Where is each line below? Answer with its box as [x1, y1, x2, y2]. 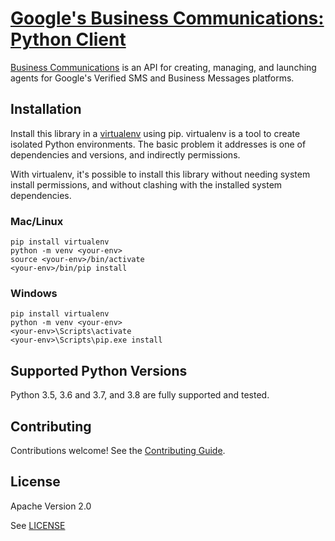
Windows [10, 286, 58, 300]
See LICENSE [10, 519, 66, 531]
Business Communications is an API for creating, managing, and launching [10, 61, 317, 73]
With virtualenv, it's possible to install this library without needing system [10, 168, 311, 180]
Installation [10, 101, 82, 118]
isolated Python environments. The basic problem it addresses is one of [10, 138, 307, 150]
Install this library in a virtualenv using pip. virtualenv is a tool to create [10, 127, 301, 139]
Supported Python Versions [10, 362, 188, 379]
